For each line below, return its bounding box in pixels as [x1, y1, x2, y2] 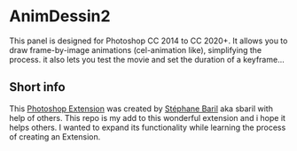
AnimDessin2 [9, 6, 111, 26]
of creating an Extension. [9, 131, 101, 142]
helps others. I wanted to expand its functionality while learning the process [9, 122, 286, 132]
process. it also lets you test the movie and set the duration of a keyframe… [9, 54, 285, 64]
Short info [9, 79, 66, 94]
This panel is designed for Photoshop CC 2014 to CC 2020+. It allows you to [9, 35, 288, 46]
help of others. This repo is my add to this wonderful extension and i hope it [9, 112, 286, 123]
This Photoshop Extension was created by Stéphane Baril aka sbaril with [9, 103, 273, 114]
